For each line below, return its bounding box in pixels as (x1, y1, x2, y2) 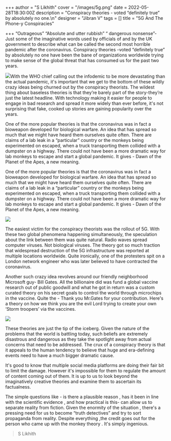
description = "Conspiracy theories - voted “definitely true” (36, 10, 160, 16)
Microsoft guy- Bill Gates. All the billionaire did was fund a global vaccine (5, 279, 159, 285)
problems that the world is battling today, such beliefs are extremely (5, 331, 148, 337)
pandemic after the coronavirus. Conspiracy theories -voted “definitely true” (5, 47, 165, 52)
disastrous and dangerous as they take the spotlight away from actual (5, 336, 152, 342)
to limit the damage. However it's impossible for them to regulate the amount (5, 368, 166, 373)
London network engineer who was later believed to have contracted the (5, 258, 158, 264)
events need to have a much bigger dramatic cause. (5, 352, 115, 358)
